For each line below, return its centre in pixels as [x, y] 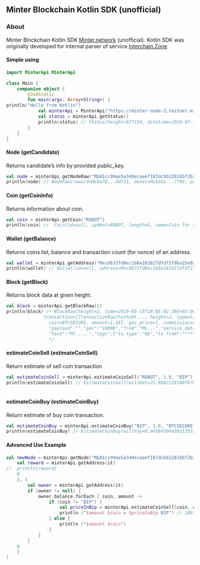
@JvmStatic [41, 94]
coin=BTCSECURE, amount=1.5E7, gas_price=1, [105, 323]
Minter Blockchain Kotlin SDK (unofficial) [84, 10]
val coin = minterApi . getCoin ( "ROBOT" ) [56, 220]
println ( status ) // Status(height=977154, [91, 122]
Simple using [23, 60]
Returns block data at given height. [49, 295]
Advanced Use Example [36, 444]
